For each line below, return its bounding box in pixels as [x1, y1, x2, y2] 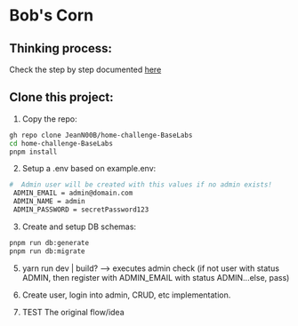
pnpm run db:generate [9, 238, 90, 247]
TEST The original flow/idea [21, 306, 125, 317]
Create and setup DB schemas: [21, 221, 136, 232]
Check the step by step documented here [9, 64, 162, 75]
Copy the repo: [21, 113, 77, 124]
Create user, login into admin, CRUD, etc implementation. [21, 290, 231, 300]
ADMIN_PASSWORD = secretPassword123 [12, 205, 149, 214]
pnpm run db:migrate [9, 246, 86, 256]
